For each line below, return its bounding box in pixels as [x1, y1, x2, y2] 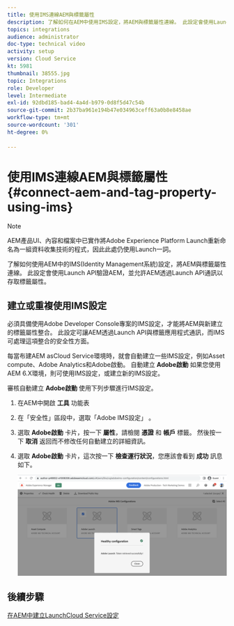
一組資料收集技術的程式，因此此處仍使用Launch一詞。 [19, 245, 175, 253]
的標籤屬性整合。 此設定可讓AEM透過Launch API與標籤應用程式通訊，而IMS [7, 328, 225, 337]
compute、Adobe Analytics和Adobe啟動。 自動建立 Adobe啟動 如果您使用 [7, 361, 221, 369]
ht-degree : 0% [7, 129, 49, 136]
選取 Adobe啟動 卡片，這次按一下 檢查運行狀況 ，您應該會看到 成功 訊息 [17, 452, 223, 460]
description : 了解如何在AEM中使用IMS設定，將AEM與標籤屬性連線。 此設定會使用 [7, 18, 214, 26]
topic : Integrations [7, 77, 68, 84]
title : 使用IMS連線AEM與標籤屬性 [7, 11, 95, 18]
